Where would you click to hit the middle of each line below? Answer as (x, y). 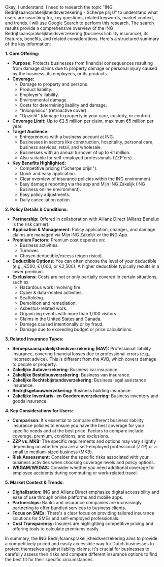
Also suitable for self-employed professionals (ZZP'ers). (76, 158)
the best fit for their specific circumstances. (49, 559)
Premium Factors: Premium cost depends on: (59, 240)
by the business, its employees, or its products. (60, 73)
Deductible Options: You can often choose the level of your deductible (84, 261)
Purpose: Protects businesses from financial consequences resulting (82, 63)
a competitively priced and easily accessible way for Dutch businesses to (80, 543)
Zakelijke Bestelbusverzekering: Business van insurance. (71, 375)
